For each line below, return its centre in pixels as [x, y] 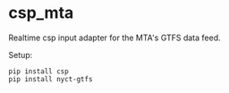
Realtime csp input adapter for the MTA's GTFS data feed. [114, 38]
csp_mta [41, 13]
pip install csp [38, 71]
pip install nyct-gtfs [51, 79]
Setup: [21, 55]
